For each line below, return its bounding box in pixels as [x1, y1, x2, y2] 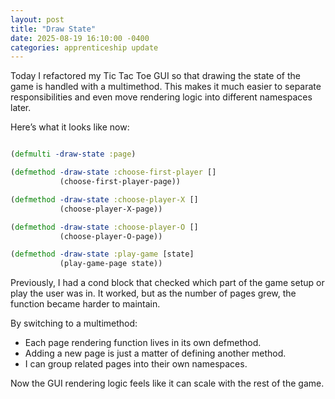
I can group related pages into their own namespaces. [24, 358, 248, 370]
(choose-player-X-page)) [59, 204, 163, 214]
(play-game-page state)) [59, 259, 163, 269]
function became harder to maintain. [10, 298, 161, 310]
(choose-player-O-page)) [59, 231, 163, 241]
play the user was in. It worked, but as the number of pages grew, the [10, 287, 297, 300]
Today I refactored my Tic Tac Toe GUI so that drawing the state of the [10, 70, 301, 82]
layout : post [10, 14, 65, 25]
